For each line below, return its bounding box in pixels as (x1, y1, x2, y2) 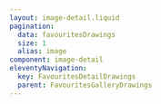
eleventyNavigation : (9, 64, 88, 73)
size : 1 (17, 38, 47, 48)
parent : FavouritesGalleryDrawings (17, 80, 153, 90)
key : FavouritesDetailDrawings (17, 72, 136, 81)
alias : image (17, 47, 67, 56)
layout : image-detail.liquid (9, 13, 120, 23)
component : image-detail (9, 55, 104, 64)
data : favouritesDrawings (17, 30, 116, 39)
